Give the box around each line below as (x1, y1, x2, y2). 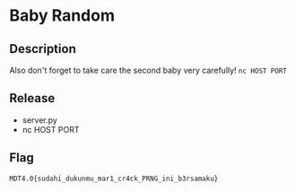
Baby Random (9, 5, 115, 26)
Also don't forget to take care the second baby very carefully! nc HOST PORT (9, 65, 287, 75)
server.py (22, 114, 58, 126)
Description (9, 41, 76, 57)
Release (9, 91, 56, 106)
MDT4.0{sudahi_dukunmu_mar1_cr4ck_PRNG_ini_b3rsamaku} (9, 174, 219, 183)
